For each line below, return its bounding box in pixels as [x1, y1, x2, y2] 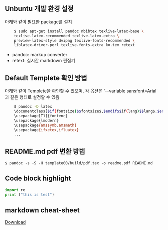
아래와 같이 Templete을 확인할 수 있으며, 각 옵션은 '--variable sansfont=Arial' [5, 88, 158, 94]
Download [5, 219, 26, 225]
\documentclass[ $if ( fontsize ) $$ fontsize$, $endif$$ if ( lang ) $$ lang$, [14, 109, 157, 114]
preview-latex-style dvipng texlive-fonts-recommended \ [14, 38, 135, 43]
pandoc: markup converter [12, 52, 68, 58]
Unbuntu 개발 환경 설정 [5, 4, 74, 13]
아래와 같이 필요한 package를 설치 [5, 19, 72, 25]
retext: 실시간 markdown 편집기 [12, 58, 76, 64]
